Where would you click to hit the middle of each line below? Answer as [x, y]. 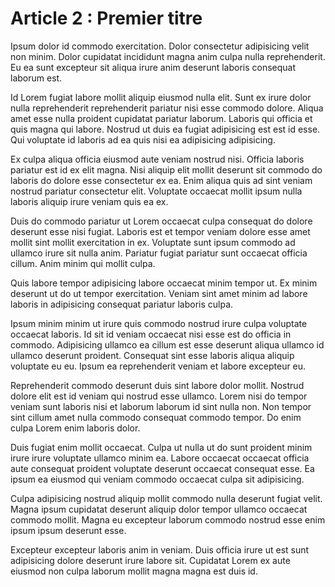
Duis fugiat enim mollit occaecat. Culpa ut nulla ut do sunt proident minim [161, 447]
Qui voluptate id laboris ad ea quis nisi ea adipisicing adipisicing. [143, 139]
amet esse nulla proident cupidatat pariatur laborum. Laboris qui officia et [161, 118]
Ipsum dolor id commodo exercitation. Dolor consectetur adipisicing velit [160, 46]
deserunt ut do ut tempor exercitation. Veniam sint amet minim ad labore [159, 293]
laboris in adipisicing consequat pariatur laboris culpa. [122, 304]
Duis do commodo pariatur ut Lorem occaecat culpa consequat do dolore [161, 221]
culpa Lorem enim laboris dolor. [75, 428]
